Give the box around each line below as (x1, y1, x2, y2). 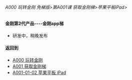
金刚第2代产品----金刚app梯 (5, 20, 64, 26)
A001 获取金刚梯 (12, 63, 46, 69)
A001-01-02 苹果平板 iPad (12, 69, 66, 75)
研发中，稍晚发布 (12, 32, 48, 38)
